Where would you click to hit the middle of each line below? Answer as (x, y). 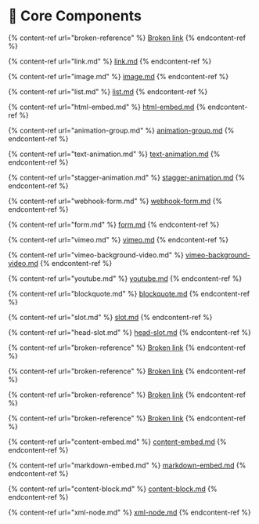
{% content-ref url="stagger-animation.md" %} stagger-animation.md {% (127, 177)
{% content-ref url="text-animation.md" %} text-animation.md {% (114, 154)
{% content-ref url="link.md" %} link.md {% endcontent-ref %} (110, 61)
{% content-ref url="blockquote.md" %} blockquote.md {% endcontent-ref (129, 293)
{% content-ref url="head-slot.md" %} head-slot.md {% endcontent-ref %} (130, 332)
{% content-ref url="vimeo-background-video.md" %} (96, 255)
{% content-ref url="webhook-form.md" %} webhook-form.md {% (115, 201)
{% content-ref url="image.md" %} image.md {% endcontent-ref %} (119, 76)
